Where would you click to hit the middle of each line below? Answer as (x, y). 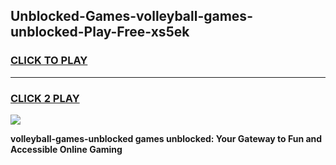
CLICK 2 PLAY (45, 98)
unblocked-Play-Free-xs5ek (100, 32)
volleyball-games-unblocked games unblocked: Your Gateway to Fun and (166, 138)
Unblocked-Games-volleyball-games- (131, 16)
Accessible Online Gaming (66, 149)
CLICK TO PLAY (49, 61)
